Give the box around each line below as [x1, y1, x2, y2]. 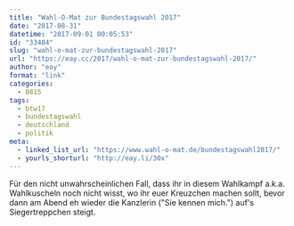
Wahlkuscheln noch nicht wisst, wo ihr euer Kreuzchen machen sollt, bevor [9, 188, 285, 198]
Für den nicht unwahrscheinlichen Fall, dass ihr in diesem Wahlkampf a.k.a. [9, 178, 285, 189]
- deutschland [17, 121, 69, 130]
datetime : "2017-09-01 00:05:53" [9, 29, 134, 38]
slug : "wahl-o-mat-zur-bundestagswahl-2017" [9, 46, 177, 55]
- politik [17, 129, 53, 138]
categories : [9, 79, 53, 88]
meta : [9, 137, 29, 146]
